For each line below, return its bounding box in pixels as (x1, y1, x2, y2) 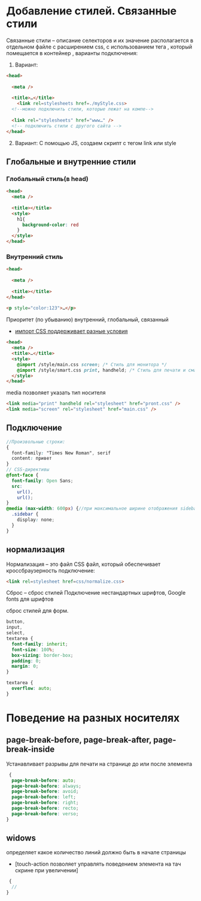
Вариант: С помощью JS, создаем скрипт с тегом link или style (14, 139, 176, 146)
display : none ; (17, 517, 55, 523)
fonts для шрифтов (6, 595, 54, 603)
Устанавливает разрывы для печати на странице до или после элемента (6, 760, 193, 767)
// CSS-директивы (6, 466, 50, 473)
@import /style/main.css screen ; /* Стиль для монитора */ (17, 361, 167, 367)
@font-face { (6, 472, 39, 478)
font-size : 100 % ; (11, 646, 55, 653)
